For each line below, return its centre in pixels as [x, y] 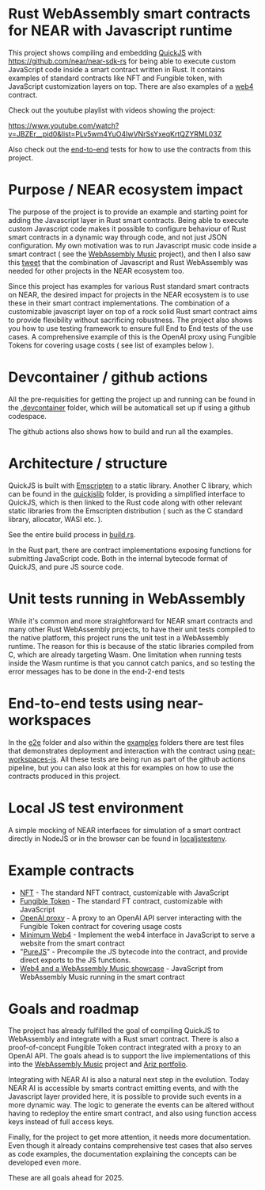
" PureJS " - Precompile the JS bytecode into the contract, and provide [133, 951]
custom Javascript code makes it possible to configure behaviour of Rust [127, 228]
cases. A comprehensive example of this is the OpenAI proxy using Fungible [132, 336]
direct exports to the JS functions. [75, 960]
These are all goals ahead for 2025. [66, 1178]
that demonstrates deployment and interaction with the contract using [122, 750]
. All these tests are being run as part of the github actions [151, 759]
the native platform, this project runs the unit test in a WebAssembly [119, 637]
